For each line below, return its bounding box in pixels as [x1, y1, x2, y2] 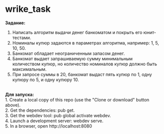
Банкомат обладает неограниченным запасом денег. [12, 50, 125, 56]
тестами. [12, 35, 31, 41]
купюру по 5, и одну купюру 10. [12, 77, 79, 83]
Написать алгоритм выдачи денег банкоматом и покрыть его [12, 29, 142, 35]
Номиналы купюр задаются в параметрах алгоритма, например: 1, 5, [12, 40, 160, 45]
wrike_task [5, 3, 51, 15]
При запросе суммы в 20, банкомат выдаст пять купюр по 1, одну [12, 71, 152, 77]
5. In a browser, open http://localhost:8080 [5, 123, 92, 129]
